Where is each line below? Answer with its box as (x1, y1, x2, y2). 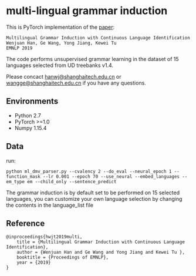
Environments (6, 96, 59, 106)
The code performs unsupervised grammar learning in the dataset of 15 (6, 55, 179, 62)
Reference (6, 218, 45, 228)
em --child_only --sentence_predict (27, 179, 117, 184)
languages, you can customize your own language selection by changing (6, 195, 183, 202)
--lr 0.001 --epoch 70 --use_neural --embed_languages (43, 173, 180, 180)
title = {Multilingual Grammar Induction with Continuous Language (16, 239, 185, 245)
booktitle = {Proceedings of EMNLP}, (16, 254, 109, 261)
